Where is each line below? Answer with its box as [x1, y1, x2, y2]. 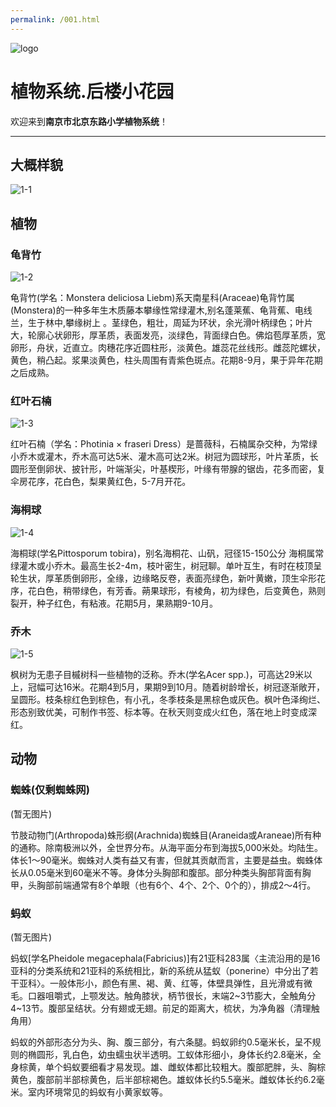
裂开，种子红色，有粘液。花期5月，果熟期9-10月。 [10, 597, 218, 609]
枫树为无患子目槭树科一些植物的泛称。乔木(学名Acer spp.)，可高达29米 [10, 668, 305, 680]
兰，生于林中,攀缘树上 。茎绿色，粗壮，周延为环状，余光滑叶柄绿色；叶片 [10, 317, 313, 329]
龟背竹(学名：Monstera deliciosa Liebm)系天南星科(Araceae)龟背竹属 [10, 292, 295, 304]
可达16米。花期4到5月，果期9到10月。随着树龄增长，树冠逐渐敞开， [44, 681, 325, 693]
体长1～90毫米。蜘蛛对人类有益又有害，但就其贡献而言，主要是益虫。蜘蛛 [10, 854, 315, 866]
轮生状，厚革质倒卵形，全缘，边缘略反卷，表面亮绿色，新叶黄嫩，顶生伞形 [10, 572, 317, 584]
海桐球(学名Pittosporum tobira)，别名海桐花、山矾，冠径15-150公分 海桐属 [10, 547, 316, 559]
